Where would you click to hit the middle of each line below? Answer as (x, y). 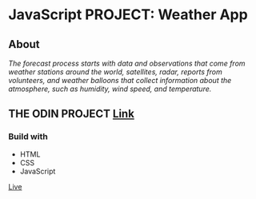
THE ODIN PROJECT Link (71, 114)
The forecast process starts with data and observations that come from (127, 63)
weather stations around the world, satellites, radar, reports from (115, 72)
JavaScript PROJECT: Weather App (128, 15)
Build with (28, 137)
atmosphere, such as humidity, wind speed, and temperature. (110, 89)
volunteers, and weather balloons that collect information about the (120, 80)
